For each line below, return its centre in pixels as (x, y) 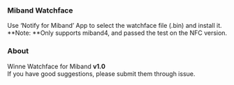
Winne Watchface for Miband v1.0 (57, 66)
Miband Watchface (40, 10)
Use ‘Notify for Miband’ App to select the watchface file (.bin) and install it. (115, 26)
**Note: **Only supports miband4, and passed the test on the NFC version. (117, 33)
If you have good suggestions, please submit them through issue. (101, 74)
